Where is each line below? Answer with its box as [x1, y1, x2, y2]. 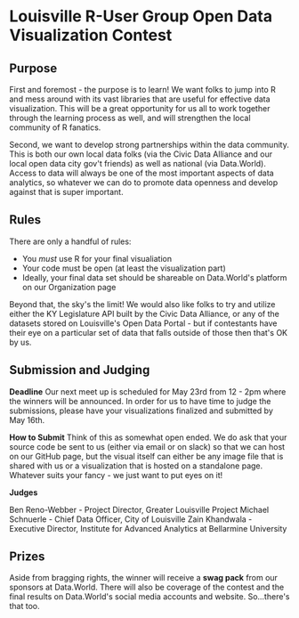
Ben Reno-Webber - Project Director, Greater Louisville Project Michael [9, 504, 270, 515]
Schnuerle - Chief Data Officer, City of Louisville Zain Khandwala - [9, 514, 253, 524]
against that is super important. [9, 187, 124, 197]
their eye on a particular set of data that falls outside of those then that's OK [9, 327, 287, 337]
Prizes [9, 549, 45, 565]
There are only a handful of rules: [9, 236, 132, 247]
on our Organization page [21, 281, 117, 292]
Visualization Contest [9, 25, 173, 45]
